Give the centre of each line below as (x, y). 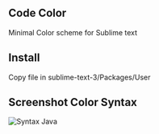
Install (24, 58)
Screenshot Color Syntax (73, 102)
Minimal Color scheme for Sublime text (73, 32)
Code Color (38, 13)
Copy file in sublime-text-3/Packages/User (79, 77)
